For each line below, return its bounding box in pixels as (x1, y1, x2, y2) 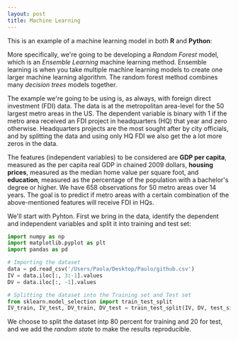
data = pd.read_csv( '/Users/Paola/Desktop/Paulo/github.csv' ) (7, 266, 195, 273)
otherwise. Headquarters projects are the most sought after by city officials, (7, 124, 229, 132)
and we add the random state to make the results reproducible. (7, 325, 192, 334)
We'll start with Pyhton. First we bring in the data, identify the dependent (7, 212, 220, 220)
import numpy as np (7, 233, 65, 240)
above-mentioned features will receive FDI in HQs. (7, 198, 154, 206)
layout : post (7, 10, 46, 18)
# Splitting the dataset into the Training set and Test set (7, 291, 192, 298)
